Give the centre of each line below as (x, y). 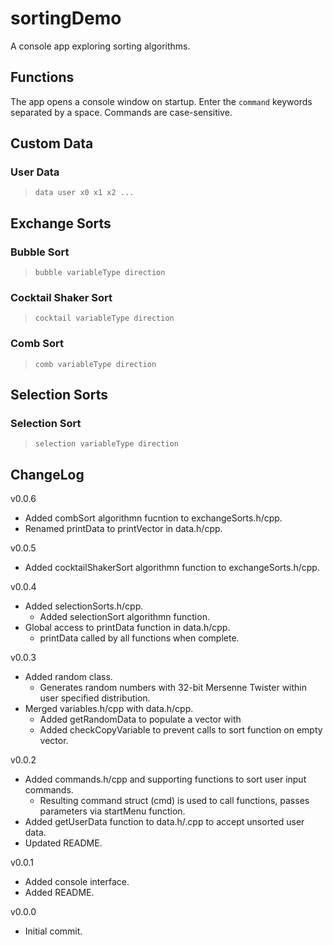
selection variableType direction (106, 444)
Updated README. (63, 843)
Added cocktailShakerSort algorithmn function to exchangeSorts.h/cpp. (172, 568)
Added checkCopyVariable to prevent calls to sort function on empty (181, 730)
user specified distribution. (95, 698)
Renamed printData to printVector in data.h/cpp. (123, 529)
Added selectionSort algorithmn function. (124, 617)
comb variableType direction (95, 364)
